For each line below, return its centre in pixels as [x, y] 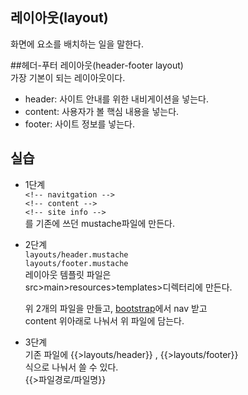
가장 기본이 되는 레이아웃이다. [68, 77]
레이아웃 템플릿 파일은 [68, 274]
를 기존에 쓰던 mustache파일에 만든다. [100, 223]
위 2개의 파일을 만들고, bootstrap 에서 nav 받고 [116, 308]
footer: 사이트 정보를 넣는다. [80, 124]
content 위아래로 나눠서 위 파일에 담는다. [104, 320]
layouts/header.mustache [76, 254]
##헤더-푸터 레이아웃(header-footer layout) [97, 65]
